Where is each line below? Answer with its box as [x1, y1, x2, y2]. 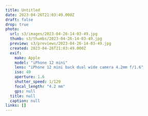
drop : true [5, 22, 29, 27]
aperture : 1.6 [14, 74, 45, 80]
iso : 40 [14, 70, 31, 75]
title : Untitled [5, 7, 40, 13]
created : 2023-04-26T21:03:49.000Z [10, 46, 86, 51]
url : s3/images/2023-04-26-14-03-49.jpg [10, 31, 98, 36]
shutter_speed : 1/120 [14, 79, 61, 84]
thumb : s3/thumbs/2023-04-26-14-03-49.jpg [10, 36, 102, 42]
